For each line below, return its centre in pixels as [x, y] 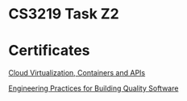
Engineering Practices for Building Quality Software [93, 88]
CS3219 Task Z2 [64, 14]
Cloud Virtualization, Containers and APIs [77, 73]
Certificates [49, 51]
